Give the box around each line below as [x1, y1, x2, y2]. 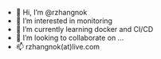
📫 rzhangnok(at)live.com [15, 42, 100, 51]
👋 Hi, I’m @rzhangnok [15, 8, 88, 17]
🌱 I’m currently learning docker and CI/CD [15, 25, 154, 33]
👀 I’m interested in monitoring [15, 16, 113, 26]
